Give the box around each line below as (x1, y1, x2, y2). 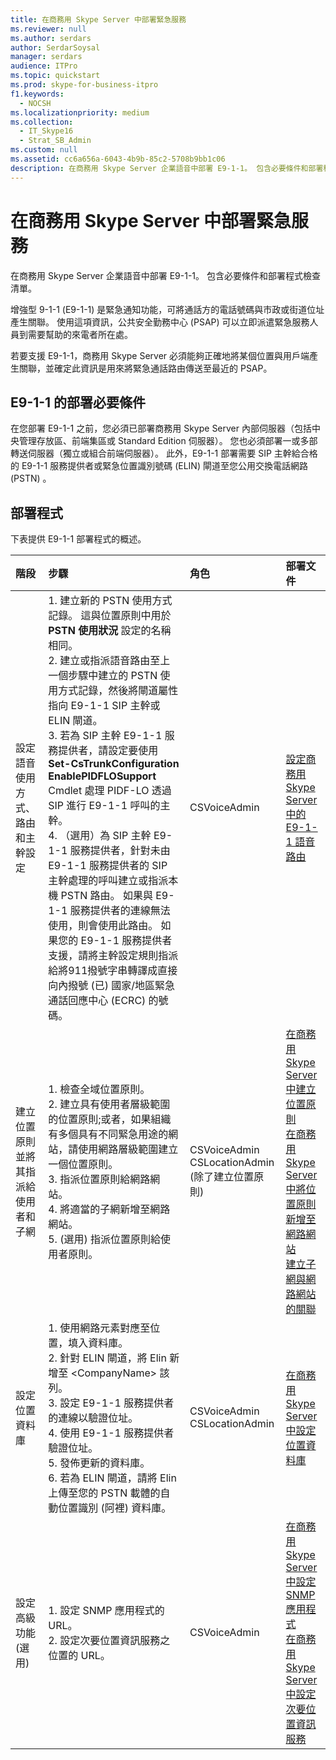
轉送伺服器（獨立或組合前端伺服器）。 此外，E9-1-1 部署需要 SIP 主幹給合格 (10, 447, 318, 460)
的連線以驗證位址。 (48, 1411, 139, 1425)
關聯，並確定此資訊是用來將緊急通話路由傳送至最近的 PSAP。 (18, 362, 273, 374)
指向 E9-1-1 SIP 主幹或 (48, 699, 161, 713)
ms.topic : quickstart (10, 71, 101, 81)
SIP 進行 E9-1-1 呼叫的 (48, 799, 161, 813)
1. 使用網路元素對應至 (48, 1321, 151, 1335)
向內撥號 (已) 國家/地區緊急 (48, 979, 176, 993)
